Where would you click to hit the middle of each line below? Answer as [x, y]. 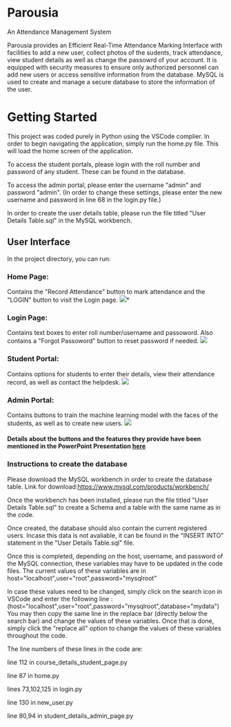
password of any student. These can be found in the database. [97, 171]
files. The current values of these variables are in [77, 570]
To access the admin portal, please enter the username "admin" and [104, 185]
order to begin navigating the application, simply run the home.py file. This [113, 144]
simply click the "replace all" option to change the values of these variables [114, 628]
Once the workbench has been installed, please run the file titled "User [108, 500]
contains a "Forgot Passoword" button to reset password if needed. [103, 341]
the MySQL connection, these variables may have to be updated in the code [115, 563]
